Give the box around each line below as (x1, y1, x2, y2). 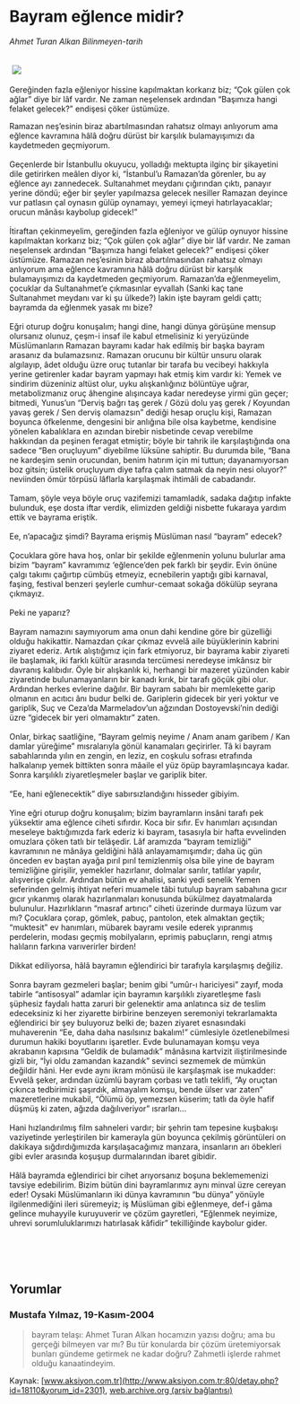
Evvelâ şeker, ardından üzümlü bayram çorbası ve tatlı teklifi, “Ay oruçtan (9, 1075, 278, 1085)
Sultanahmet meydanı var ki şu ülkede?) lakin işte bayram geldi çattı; (9, 292, 262, 303)
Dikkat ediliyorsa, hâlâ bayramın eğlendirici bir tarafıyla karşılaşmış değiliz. (9, 960, 284, 970)
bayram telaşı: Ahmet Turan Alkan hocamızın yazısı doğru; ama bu (30, 1329, 276, 1339)
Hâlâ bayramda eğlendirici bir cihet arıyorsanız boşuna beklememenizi (9, 1170, 269, 1180)
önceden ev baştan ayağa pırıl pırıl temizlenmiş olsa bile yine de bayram (9, 855, 275, 865)
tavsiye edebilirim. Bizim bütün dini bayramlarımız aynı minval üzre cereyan (9, 1179, 287, 1190)
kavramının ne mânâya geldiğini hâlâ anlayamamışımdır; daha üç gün (9, 846, 262, 856)
